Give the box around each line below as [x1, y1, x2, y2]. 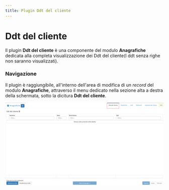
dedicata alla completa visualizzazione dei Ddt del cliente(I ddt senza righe [5, 52, 160, 58]
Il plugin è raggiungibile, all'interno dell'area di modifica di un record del [5, 82, 154, 88]
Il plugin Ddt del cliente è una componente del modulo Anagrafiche [5, 47, 146, 53]
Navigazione [5, 71, 37, 78]
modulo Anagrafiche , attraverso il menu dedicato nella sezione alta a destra [5, 87, 163, 93]
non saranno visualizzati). [5, 58, 59, 64]
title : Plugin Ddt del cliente [5, 8, 71, 13]
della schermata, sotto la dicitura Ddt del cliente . [5, 92, 107, 98]
